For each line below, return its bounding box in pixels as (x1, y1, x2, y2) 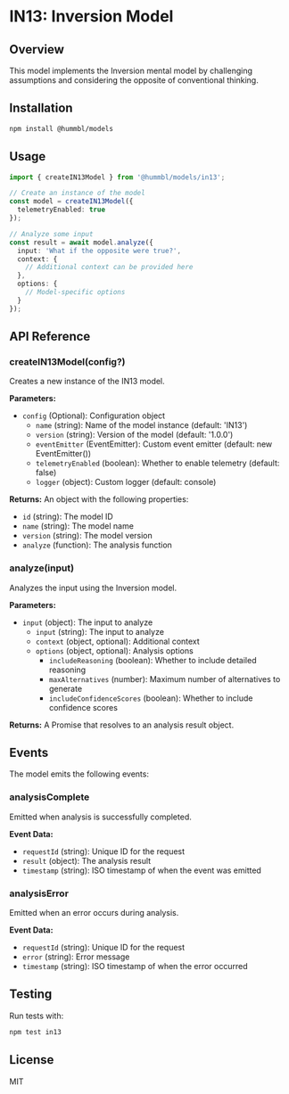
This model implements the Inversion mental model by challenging (9, 65, 252, 76)
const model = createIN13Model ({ (9, 197, 134, 206)
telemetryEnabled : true (17, 205, 105, 215)
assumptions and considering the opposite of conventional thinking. (9, 75, 259, 86)
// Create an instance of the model (9, 189, 145, 198)
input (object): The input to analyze (21, 617, 153, 628)
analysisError (9, 887, 70, 900)
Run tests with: (9, 1010, 64, 1021)
